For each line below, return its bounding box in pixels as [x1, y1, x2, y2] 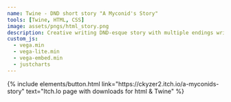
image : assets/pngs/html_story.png [7, 23, 109, 29]
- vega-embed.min [13, 55, 63, 62]
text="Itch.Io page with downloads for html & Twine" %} [26, 87, 184, 95]
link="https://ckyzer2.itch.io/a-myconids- [101, 79, 219, 88]
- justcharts [13, 61, 51, 68]
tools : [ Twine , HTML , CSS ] [7, 16, 85, 23]
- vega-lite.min [13, 49, 60, 55]
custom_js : [7, 36, 38, 42]
